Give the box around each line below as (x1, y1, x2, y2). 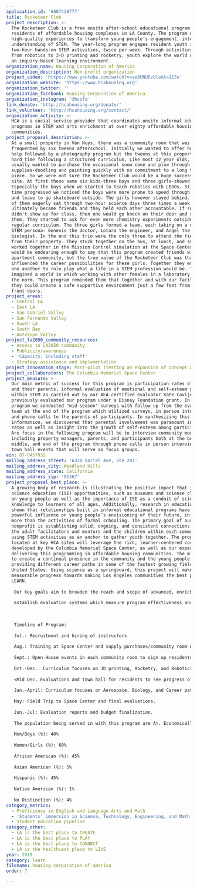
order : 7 (6, 868, 28, 874)
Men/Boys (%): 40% (13, 731, 59, 737)
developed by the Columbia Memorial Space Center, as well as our (11, 545, 177, 551)
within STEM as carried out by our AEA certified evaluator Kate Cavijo (11, 392, 193, 398)
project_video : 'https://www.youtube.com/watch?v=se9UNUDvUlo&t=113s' (6, 74, 182, 80)
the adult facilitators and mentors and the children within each (11, 529, 177, 535)
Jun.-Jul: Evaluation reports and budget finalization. (13, 709, 154, 715)
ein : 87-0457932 (6, 452, 46, 458)
